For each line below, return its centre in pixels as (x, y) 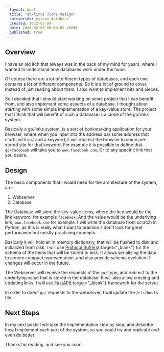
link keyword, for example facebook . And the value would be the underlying (81, 217)
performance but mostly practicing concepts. (51, 232)
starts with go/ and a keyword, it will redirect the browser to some (71, 139)
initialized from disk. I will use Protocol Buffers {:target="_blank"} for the (77, 247)
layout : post (23, 10)
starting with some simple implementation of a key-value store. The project (81, 109)
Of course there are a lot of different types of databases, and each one (77, 78)
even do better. (20, 335)
